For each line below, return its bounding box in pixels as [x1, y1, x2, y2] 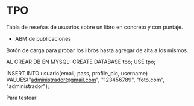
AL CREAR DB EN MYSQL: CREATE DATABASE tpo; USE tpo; [6, 58, 156, 65]
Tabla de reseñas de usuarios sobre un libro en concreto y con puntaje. [6, 23, 183, 31]
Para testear [6, 94, 37, 101]
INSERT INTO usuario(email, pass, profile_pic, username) [6, 69, 148, 77]
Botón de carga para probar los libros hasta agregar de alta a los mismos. [6, 46, 189, 54]
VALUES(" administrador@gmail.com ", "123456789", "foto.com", [6, 76, 165, 83]
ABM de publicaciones [14, 35, 71, 42]
